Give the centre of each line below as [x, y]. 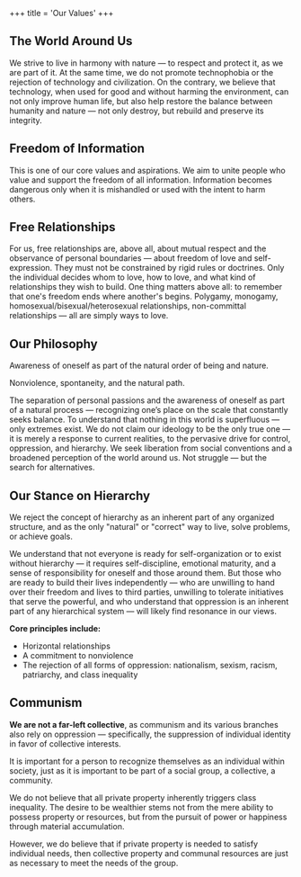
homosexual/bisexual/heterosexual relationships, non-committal [128, 306]
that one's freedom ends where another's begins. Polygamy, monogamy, [144, 297]
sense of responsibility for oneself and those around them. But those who [145, 573]
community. [31, 780]
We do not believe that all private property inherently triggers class [133, 797]
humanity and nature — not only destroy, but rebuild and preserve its [137, 111]
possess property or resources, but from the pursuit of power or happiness [148, 817]
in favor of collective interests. [65, 743]
